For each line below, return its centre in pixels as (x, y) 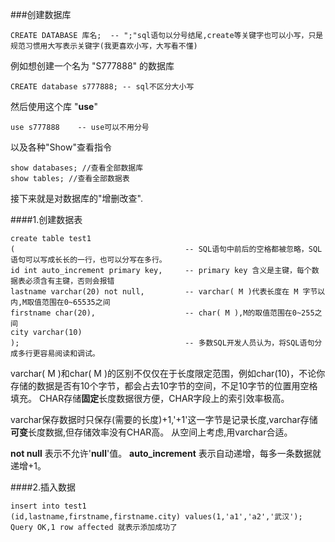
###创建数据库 (41, 14)
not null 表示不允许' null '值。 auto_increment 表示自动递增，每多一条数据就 (166, 453)
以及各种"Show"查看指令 (61, 147)
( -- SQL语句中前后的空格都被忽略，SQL (166, 249)
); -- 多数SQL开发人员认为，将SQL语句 (162, 343)
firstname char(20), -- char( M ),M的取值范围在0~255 (162, 313)
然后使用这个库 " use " (54, 106)
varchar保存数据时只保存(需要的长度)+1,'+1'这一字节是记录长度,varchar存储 (164, 419)
